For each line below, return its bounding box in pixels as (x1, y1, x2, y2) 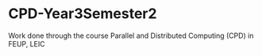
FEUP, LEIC (8, 39, 45, 48)
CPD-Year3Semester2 (8, 5, 157, 23)
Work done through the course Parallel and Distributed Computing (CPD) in (8, 31, 254, 40)
